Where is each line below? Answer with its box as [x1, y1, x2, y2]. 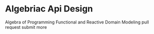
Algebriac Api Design [5, 3, 93, 14]
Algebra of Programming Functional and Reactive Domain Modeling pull [5, 19, 149, 25]
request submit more [5, 24, 47, 30]
